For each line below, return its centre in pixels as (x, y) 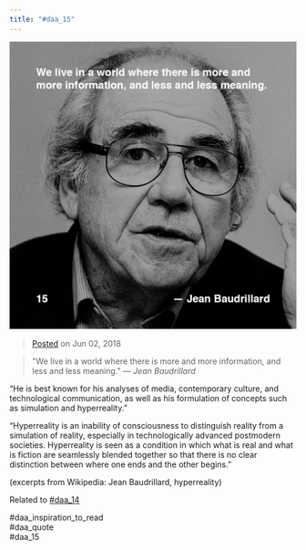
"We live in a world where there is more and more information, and (156, 361)
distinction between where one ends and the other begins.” (121, 464)
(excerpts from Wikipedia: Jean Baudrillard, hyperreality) (116, 482)
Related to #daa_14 (45, 499)
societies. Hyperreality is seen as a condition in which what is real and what (151, 445)
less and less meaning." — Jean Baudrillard (113, 370)
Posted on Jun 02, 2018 (76, 343)
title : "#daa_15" (42, 19)
